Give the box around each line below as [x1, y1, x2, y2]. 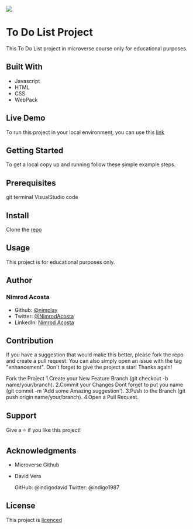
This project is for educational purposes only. [6, 258, 115, 266]
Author [6, 276, 32, 286]
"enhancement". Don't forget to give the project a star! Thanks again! [6, 363, 173, 371]
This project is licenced [6, 516, 63, 523]
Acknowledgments [6, 445, 77, 456]
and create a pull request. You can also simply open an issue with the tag [6, 358, 182, 365]
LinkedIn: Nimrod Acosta [14, 319, 74, 326]
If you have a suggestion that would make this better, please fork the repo [6, 351, 184, 358]
